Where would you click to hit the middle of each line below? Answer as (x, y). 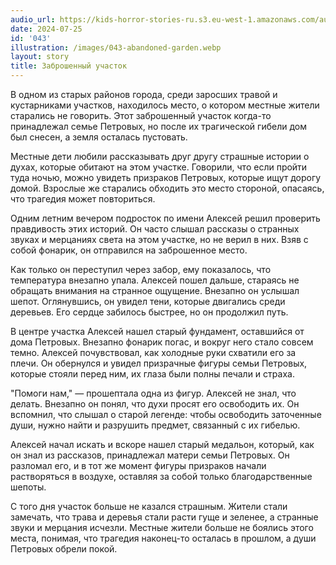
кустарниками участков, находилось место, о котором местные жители (165, 105)
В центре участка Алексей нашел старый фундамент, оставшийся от (157, 331)
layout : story (40, 57)
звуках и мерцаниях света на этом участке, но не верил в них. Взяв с (159, 239)
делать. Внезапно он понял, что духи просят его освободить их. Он (155, 404)
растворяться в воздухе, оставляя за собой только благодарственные (161, 476)
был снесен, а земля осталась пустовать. (99, 137)
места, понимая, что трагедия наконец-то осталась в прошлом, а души (163, 538)
